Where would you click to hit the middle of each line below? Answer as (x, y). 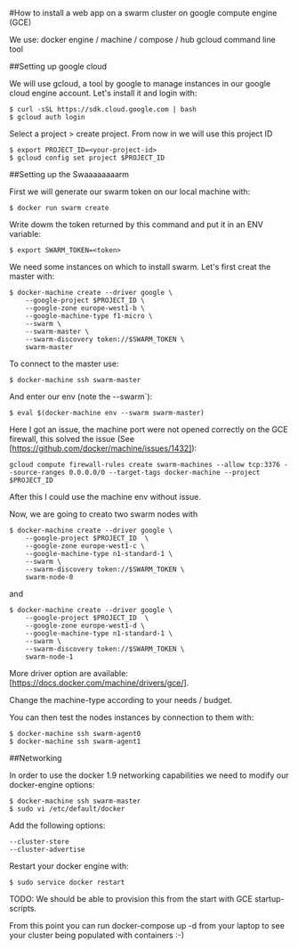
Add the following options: (57, 825)
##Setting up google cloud (58, 66)
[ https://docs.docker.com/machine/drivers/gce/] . (99, 683)
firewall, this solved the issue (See (72, 439)
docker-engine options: (52, 785)
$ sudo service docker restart (67, 882)
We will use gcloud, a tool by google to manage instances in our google (140, 83)
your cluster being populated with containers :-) (97, 935)
